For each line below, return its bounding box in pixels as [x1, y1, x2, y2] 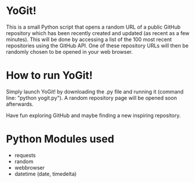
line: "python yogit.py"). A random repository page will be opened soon [6, 94, 178, 101]
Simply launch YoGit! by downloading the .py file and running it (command [6, 88, 184, 95]
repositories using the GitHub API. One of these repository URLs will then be [6, 42, 189, 49]
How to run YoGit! [6, 69, 93, 82]
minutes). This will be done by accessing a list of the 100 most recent [6, 36, 172, 43]
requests [14, 151, 36, 158]
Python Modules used [6, 133, 115, 146]
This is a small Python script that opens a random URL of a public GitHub [6, 23, 181, 30]
